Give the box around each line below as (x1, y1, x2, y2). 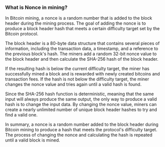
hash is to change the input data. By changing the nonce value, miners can (5, 102, 157, 108)
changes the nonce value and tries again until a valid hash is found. (5, 81, 142, 87)
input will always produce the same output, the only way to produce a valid (5, 96, 157, 102)
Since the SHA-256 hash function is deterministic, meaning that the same (5, 91, 154, 97)
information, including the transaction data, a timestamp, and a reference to (5, 46, 159, 52)
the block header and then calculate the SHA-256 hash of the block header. (5, 56, 159, 62)
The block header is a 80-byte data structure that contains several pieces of (5, 40, 160, 46)
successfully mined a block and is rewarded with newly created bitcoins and (5, 71, 160, 77)
